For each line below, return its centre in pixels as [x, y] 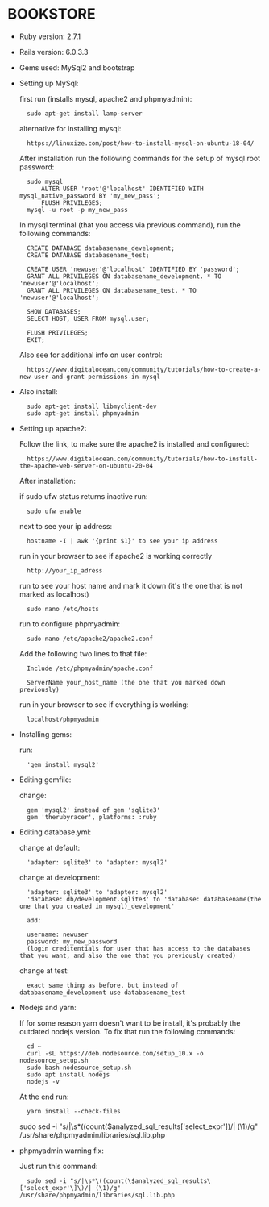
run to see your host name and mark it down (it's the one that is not [131, 585]
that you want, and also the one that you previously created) [128, 955]
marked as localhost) [54, 594]
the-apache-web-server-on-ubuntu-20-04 [86, 466]
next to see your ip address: [66, 526]
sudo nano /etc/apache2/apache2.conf [90, 639]
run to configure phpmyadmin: [70, 624]
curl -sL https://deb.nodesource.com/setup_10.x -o [115, 1053]
